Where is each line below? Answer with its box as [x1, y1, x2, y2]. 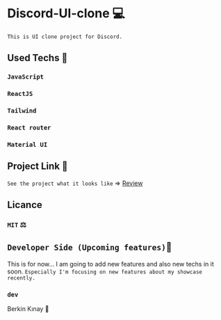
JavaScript [7, 73, 44, 81]
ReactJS [7, 90, 33, 98]
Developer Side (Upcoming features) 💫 [7, 241, 172, 253]
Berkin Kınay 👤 [7, 305, 50, 313]
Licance [7, 199, 43, 211]
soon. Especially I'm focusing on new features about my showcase [7, 267, 203, 275]
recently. [7, 274, 36, 282]
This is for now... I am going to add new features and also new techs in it [7, 259, 214, 268]
